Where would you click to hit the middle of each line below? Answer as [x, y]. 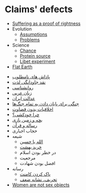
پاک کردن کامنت [35, 174]
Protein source [35, 56]
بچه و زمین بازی [27, 120]
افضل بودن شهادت [37, 163]
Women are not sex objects [41, 185]
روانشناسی [23, 87]
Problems [30, 40]
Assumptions [34, 34]
